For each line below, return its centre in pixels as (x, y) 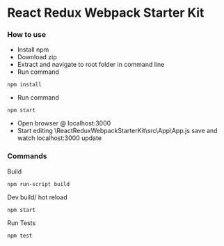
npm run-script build (39, 184)
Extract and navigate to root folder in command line (91, 65)
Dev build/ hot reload (37, 197)
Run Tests (22, 223)
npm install (24, 85)
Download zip (37, 57)
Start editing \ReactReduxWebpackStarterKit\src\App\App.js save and (117, 131)
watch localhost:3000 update (59, 138)
